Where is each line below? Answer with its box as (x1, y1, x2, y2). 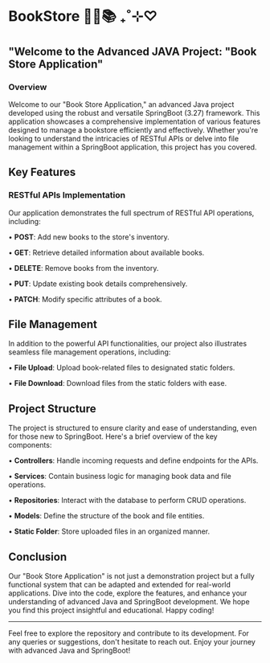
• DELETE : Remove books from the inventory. (8, 263, 159, 272)
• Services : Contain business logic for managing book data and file (8, 472, 231, 481)
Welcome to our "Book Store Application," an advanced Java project (8, 99, 235, 109)
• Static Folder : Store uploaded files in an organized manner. (8, 526, 211, 536)
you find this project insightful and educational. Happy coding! (8, 605, 215, 615)
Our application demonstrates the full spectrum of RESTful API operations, (8, 207, 255, 218)
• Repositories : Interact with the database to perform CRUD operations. (8, 496, 247, 505)
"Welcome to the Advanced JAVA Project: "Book (8, 44, 257, 58)
